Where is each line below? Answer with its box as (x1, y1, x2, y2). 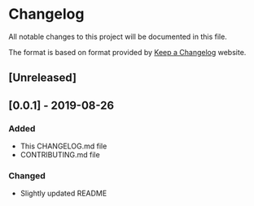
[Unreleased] (8, 71, 77, 85)
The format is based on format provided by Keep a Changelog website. (8, 47, 247, 57)
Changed (8, 170, 46, 181)
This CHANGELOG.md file (20, 141, 107, 151)
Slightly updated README (20, 188, 107, 199)
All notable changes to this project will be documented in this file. (8, 32, 228, 41)
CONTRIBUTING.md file (20, 150, 100, 160)
